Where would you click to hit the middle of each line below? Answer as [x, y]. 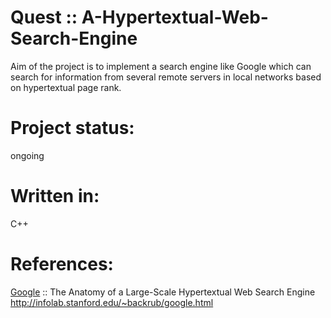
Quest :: [44, 17]
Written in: [55, 196]
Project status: [72, 128]
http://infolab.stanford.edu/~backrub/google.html [112, 302]
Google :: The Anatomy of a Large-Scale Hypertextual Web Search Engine [163, 292]
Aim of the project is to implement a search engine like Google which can [161, 66]
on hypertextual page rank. [66, 87]
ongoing [27, 155]
